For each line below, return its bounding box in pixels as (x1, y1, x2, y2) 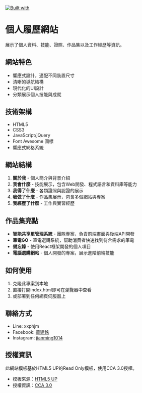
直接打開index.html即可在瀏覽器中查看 (12, 287, 92, 293)
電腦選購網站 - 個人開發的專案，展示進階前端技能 (12, 250, 115, 256)
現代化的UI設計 (12, 85, 44, 91)
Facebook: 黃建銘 (12, 329, 49, 335)
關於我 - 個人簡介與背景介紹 (12, 175, 70, 181)
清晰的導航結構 (12, 78, 44, 84)
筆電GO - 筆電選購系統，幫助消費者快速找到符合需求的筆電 (12, 237, 134, 243)
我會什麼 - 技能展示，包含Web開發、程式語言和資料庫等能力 (12, 181, 137, 187)
